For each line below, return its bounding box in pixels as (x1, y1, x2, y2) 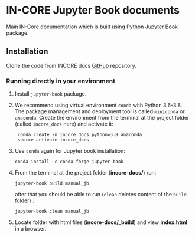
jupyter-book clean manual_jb (14, 209, 90, 215)
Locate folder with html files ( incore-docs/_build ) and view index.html (14, 219, 188, 226)
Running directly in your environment (6, 77, 115, 85)
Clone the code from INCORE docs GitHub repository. (6, 62, 137, 69)
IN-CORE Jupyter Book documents (6, 4, 180, 17)
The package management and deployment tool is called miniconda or (14, 108, 185, 115)
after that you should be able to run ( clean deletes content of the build (14, 191, 187, 198)
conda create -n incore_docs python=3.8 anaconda (17, 132, 142, 138)
